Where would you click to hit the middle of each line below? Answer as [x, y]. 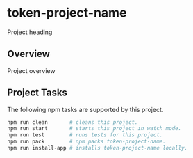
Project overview [31, 70]
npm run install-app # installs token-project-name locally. [98, 148]
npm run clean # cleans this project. [73, 122]
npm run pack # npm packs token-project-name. [87, 142]
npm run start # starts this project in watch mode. [94, 129]
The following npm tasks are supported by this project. [85, 109]
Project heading [30, 32]
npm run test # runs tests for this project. [85, 135]
